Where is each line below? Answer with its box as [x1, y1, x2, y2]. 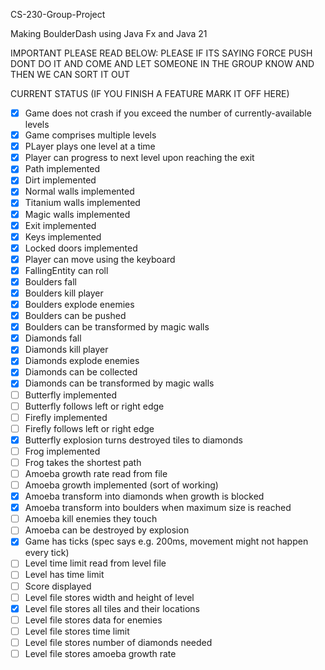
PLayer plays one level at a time [24, 140, 156, 153]
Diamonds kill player [24, 344, 109, 356]
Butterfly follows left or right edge [24, 400, 165, 412]
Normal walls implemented [24, 185, 135, 198]
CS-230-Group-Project [10, 9, 106, 20]
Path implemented [24, 163, 101, 175]
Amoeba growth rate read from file [24, 467, 168, 479]
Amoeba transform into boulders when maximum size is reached [24, 502, 292, 514]
